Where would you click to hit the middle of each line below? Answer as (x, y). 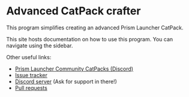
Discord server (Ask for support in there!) (66, 81)
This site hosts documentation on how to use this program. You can (90, 39)
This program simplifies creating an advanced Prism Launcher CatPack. (95, 28)
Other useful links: (29, 57)
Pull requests (31, 87)
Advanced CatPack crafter (73, 11)
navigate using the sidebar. (40, 46)
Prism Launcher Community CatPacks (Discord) (74, 69)
